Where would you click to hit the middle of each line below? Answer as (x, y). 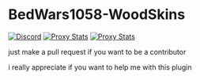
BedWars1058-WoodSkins (97, 15)
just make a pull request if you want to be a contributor (97, 51)
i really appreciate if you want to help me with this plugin (100, 67)
